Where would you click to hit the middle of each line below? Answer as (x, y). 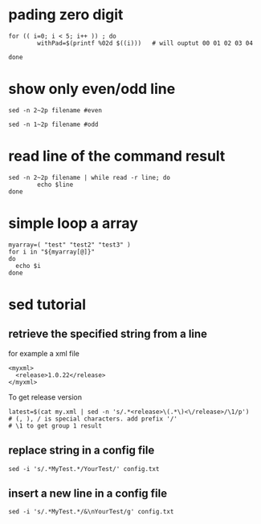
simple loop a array (73, 223)
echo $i (29, 266)
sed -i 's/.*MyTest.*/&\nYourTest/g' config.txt (91, 512)
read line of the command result (117, 156)
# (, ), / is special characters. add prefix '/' (93, 419)
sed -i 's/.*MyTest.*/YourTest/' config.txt (84, 469)
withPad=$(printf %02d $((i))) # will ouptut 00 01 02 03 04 (145, 43)
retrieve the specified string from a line (108, 334)
